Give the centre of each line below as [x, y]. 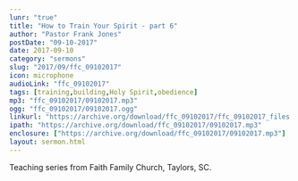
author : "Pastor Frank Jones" [66, 34]
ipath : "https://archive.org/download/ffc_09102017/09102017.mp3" [136, 126]
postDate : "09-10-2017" [54, 42]
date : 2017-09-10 [42, 51]
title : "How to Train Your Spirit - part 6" [94, 26]
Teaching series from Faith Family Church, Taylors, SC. [111, 167]
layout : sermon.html [48, 142]
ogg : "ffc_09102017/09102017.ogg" [74, 109]
